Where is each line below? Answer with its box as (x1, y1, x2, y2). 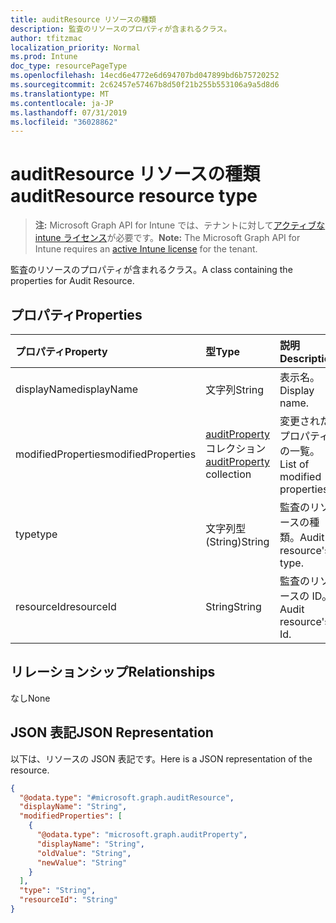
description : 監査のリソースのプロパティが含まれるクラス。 (10, 24, 232, 34)
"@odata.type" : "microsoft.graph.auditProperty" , (36, 830, 248, 840)
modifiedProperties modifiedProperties (15, 447, 197, 461)
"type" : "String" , (19, 886, 97, 896)
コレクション (205, 442, 267, 455)
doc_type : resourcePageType (10, 61, 128, 71)
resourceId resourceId (15, 600, 117, 613)
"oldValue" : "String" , (36, 848, 132, 858)
